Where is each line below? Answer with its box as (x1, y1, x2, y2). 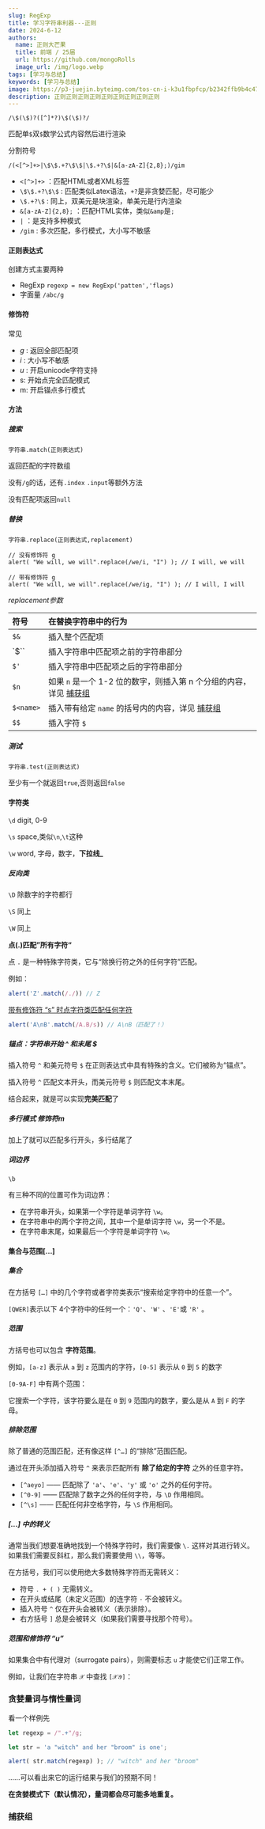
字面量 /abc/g (19, 290, 65, 299)
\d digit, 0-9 (8, 816, 47, 825)
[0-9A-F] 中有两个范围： (8, 1379, 88, 1388)
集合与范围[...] (8, 1246, 55, 1255)
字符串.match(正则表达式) (8, 446, 84, 454)
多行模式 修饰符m (8, 1114, 65, 1123)
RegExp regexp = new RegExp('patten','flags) (19, 280, 174, 290)
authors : (8, 33, 37, 42)
